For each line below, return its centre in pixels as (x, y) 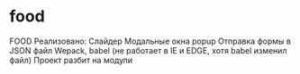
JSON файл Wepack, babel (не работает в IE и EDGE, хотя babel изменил (148, 50)
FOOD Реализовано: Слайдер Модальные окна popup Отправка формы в (150, 41)
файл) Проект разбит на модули (71, 60)
